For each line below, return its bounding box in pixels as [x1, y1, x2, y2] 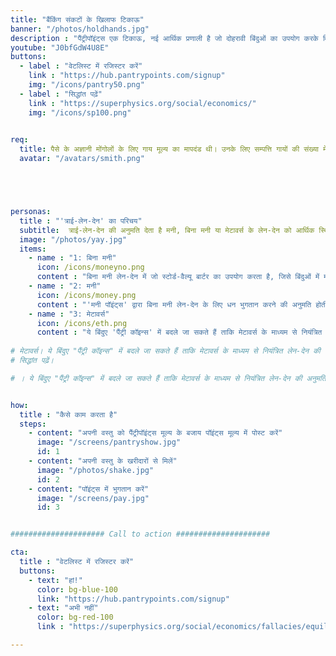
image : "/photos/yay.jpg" [19, 234, 128, 245]
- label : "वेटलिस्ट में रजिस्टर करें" [19, 61, 143, 71]
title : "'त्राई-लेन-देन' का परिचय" [19, 216, 143, 226]
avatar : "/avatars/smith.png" [19, 154, 145, 164]
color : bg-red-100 [36, 612, 114, 623]
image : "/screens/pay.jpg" [36, 493, 150, 503]
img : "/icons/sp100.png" [28, 107, 132, 118]
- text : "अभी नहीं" [28, 603, 99, 613]
